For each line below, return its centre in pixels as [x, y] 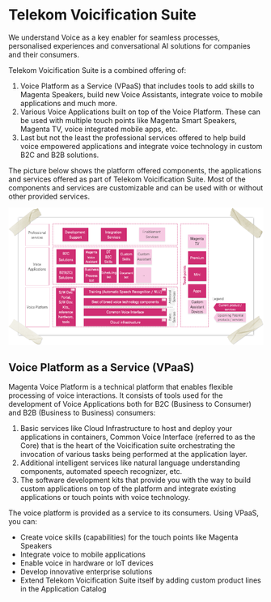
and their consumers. [44, 54]
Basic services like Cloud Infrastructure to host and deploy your [126, 429]
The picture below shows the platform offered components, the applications [135, 170]
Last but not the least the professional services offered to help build [133, 137]
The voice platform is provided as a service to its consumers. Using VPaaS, [133, 513]
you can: [23, 522]
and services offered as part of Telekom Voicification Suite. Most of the [127, 179]
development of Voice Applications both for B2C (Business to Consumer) [130, 404]
